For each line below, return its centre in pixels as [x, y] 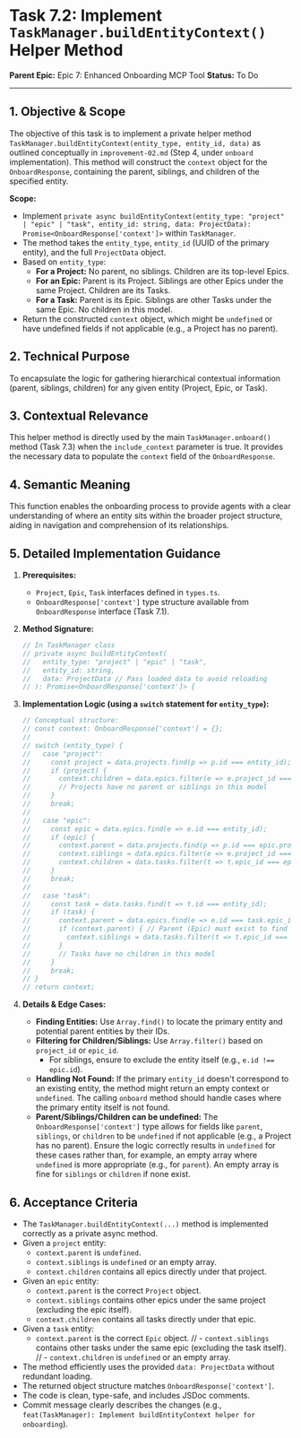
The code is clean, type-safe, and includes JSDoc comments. [136, 1395]
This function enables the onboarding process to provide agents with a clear [150, 507]
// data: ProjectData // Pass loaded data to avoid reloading [145, 679]
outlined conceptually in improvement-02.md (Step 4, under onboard [131, 152]
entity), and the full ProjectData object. [94, 252]
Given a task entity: [58, 1329]
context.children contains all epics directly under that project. [151, 1271]
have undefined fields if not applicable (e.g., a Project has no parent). [150, 328]
